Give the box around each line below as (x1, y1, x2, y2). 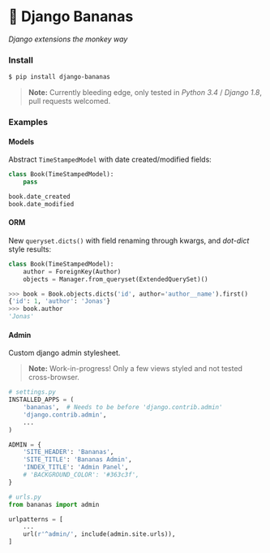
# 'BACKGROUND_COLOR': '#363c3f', (23, 471, 139, 479)
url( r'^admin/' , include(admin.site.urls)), (23, 530, 176, 538)
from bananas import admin (8, 500, 100, 508)
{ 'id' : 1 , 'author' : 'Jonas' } (8, 297, 111, 305)
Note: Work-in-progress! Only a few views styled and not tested (28, 364, 243, 374)
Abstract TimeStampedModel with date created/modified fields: (8, 154, 212, 165)
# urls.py (8, 493, 42, 501)
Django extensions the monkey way (8, 34, 128, 44)
